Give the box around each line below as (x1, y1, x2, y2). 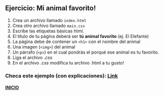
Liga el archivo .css (12, 54, 52, 60)
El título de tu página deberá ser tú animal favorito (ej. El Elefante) (12, 33, 149, 39)
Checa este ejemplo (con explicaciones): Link (5, 72, 118, 79)
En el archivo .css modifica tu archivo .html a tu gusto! (12, 59, 124, 65)
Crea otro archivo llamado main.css (12, 22, 85, 28)
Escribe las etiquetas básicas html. (12, 27, 84, 34)
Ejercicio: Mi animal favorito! (5, 4, 96, 12)
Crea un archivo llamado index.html (12, 17, 86, 23)
